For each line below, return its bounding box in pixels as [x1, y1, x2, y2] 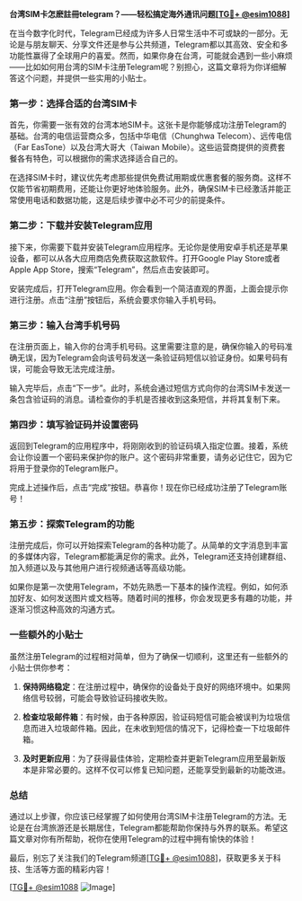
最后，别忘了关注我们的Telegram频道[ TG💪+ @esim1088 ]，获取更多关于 [9, 852, 274, 863]
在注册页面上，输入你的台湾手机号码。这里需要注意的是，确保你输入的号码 [9, 340, 285, 351]
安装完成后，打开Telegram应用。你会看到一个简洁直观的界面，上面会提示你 [9, 283, 289, 294]
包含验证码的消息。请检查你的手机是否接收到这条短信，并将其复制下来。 [16, 393, 285, 404]
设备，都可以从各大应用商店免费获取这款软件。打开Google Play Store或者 [9, 252, 281, 263]
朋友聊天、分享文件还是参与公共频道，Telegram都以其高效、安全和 [32, 40, 280, 49]
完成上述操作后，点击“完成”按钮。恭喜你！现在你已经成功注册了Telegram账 [9, 482, 288, 493]
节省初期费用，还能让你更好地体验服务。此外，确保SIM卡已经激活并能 [24, 183, 284, 194]
